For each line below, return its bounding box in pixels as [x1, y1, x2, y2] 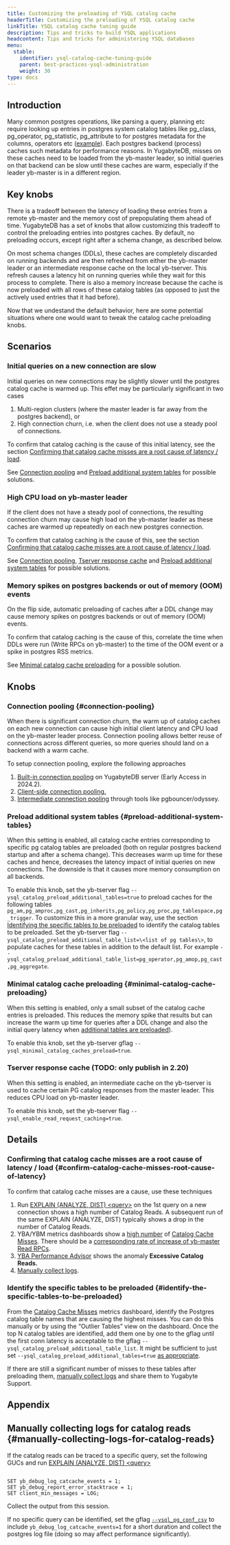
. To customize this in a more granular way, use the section [32, 914, 198, 922]
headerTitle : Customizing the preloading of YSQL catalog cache [7, 16, 195, 23]
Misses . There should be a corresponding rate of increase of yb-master [16, 1237, 220, 1245]
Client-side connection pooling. [16, 787, 106, 795]
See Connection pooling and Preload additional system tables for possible [7, 468, 216, 476]
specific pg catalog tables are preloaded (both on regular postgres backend [7, 843, 222, 851]
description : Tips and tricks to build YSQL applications [7, 29, 176, 36]
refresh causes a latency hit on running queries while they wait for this [7, 271, 206, 279]
